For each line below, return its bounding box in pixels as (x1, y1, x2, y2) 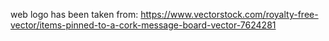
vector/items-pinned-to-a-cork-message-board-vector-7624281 (10, 19, 277, 31)
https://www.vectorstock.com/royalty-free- (140, 9, 319, 20)
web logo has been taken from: (10, 9, 139, 20)
